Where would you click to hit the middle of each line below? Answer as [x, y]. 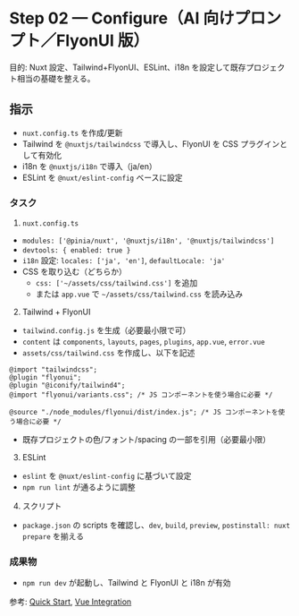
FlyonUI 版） [103, 41]
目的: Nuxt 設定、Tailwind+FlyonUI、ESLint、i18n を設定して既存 [128, 67]
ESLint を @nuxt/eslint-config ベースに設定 [102, 177]
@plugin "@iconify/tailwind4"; [67, 386]
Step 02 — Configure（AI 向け [122, 18]
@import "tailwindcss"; [54, 370]
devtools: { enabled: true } [76, 251]
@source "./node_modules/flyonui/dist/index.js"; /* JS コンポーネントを [144, 413]
